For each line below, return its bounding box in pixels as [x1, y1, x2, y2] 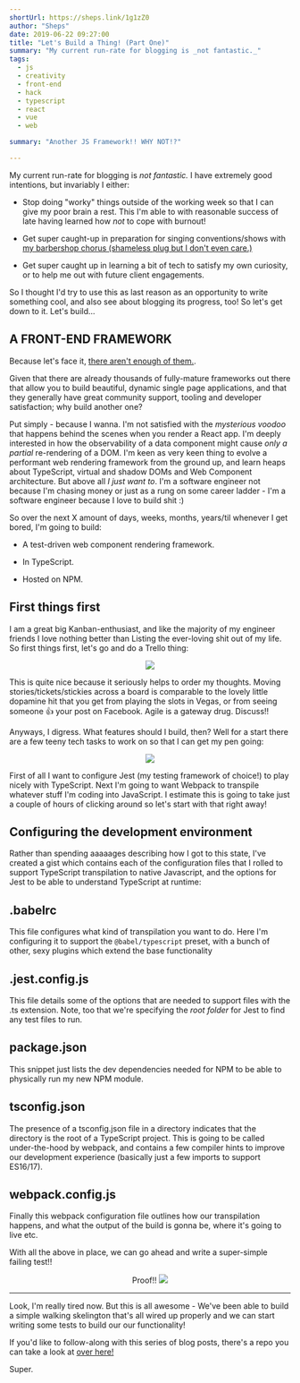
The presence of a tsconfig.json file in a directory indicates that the [9, 1123, 257, 1133]
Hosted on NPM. [21, 574, 83, 585]
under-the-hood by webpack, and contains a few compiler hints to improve [9, 1142, 286, 1153]
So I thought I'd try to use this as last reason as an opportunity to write [9, 286, 269, 297]
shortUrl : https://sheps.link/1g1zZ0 [9, 13, 150, 22]
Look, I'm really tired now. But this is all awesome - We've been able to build [9, 1301, 289, 1311]
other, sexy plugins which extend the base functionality [9, 945, 212, 956]
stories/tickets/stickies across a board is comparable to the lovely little [9, 686, 269, 696]
